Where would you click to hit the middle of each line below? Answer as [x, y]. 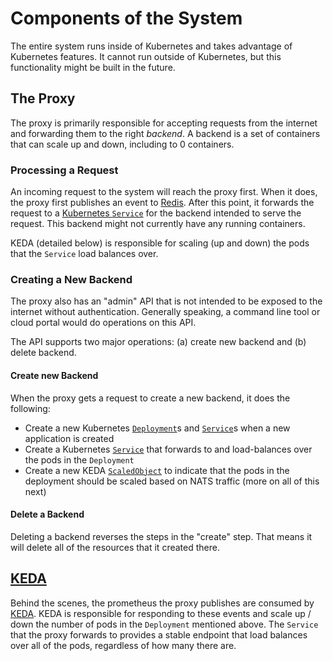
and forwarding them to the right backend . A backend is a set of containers [165, 133]
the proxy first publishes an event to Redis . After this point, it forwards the [162, 203]
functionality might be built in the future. [93, 67]
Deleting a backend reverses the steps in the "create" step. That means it [161, 536]
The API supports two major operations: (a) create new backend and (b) [158, 342]
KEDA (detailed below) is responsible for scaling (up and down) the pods [160, 243]
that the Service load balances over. [84, 254]
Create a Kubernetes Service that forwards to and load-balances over [168, 449]
